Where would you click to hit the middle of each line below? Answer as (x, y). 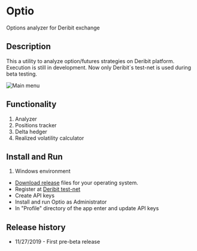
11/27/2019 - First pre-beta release (57, 242)
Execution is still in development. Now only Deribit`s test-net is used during (99, 67)
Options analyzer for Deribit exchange (53, 28)
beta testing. (22, 74)
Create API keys (35, 196)
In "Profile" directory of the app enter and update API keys (87, 208)
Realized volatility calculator (49, 138)
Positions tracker (36, 125)
